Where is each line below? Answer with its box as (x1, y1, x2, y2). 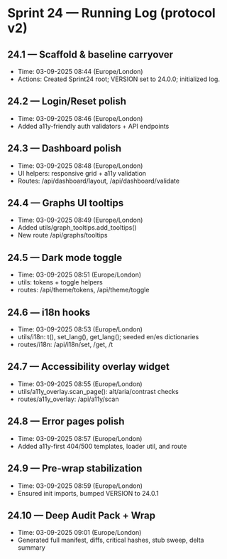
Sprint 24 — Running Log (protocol (7, 5, 216, 21)
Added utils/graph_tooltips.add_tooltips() (17, 223, 137, 232)
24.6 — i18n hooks (7, 306, 91, 318)
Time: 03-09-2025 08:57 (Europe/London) (17, 434, 143, 442)
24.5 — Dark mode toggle (7, 251, 123, 264)
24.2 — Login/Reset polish (7, 95, 126, 107)
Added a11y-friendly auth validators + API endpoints (17, 122, 170, 130)
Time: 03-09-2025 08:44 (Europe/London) (17, 68, 143, 75)
